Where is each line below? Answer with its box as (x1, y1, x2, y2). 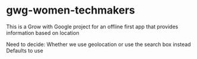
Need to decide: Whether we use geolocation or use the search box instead (6, 41, 191, 48)
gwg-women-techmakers (6, 4, 135, 17)
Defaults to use (6, 47, 43, 54)
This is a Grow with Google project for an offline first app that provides (6, 23, 179, 30)
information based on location (6, 29, 80, 36)
